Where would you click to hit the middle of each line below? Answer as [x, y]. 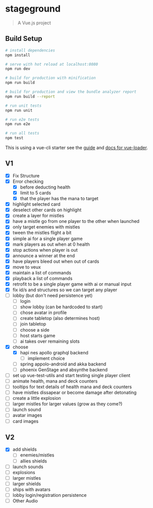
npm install [18, 55]
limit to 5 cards [36, 193]
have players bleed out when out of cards [56, 261]
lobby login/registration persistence [49, 495]
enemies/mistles [37, 455]
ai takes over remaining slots [50, 341]
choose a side [35, 330]
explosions [24, 472]
